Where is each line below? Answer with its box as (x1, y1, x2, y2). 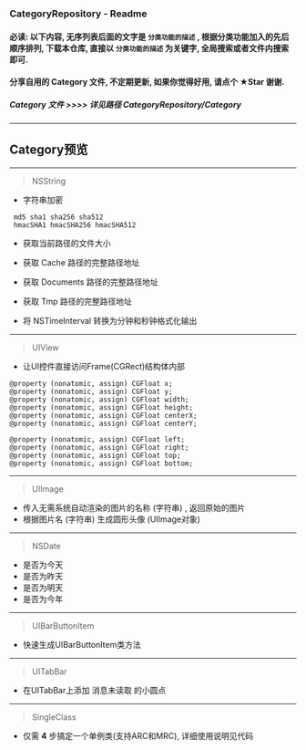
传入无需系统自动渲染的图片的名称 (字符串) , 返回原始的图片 (22, 502, 246, 513)
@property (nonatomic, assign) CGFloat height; (9, 402, 194, 412)
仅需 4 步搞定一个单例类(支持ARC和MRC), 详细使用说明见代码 (22, 730, 254, 741)
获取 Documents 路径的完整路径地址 (22, 276, 158, 287)
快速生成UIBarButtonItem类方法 (22, 639, 141, 650)
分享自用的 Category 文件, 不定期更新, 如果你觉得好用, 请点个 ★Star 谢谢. (9, 77, 285, 88)
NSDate (31, 540, 61, 551)
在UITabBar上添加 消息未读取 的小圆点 (22, 684, 167, 695)
